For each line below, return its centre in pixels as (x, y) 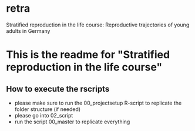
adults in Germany (28, 31)
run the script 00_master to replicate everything (72, 122)
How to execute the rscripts (58, 89)
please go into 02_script (44, 115)
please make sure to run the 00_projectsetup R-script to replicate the (98, 103)
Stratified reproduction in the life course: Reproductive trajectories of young (98, 25)
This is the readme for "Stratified (88, 55)
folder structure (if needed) (48, 109)
